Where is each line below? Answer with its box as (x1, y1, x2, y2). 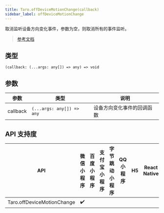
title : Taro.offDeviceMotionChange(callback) (5, 7, 99, 12)
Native (143, 170, 159, 177)
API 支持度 (5, 130, 37, 138)
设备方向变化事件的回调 (93, 104, 147, 111)
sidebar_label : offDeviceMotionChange (5, 12, 84, 17)
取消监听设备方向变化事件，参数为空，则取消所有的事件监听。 (5, 25, 129, 32)
